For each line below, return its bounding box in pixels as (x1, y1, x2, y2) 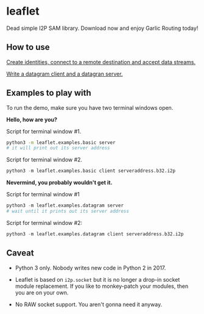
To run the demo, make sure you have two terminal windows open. (6, 104, 174, 111)
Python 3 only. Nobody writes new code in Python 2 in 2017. (15, 264, 166, 271)
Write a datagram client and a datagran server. (6, 70, 123, 77)
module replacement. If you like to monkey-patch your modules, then (15, 282, 189, 290)
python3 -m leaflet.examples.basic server (6, 139, 116, 146)
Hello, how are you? (6, 116, 58, 123)
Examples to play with (6, 88, 91, 98)
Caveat (6, 248, 35, 259)
